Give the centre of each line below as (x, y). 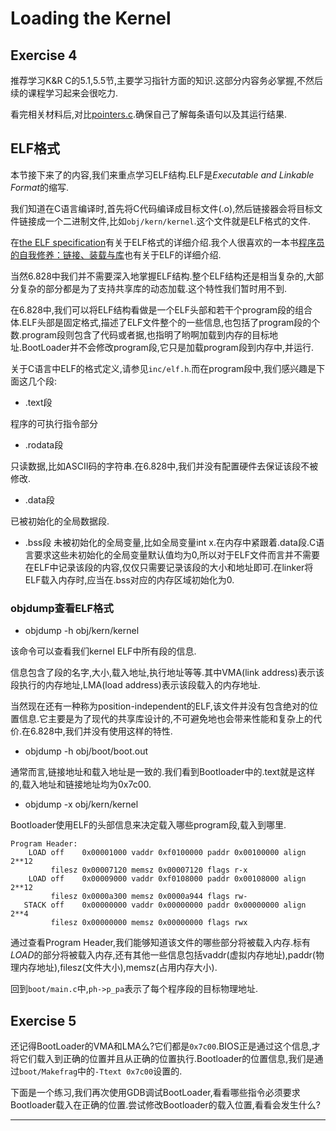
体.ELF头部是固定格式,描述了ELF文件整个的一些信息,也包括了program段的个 (165, 322)
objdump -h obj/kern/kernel (82, 631)
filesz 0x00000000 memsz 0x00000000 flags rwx (149, 923)
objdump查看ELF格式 (62, 608)
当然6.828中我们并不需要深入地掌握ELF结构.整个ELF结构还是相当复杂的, (158, 276)
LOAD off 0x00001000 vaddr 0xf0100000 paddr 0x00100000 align (167, 853)
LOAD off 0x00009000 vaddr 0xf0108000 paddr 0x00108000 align (167, 879)
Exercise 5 (43, 1020)
